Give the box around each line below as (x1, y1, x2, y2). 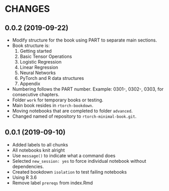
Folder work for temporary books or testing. (12, 97, 103, 103)
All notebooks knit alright (12, 147, 65, 153)
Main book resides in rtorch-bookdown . (12, 102, 93, 108)
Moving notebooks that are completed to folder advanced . (12, 108, 133, 114)
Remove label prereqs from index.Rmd (12, 180, 93, 186)
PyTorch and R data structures (19, 75, 84, 81)
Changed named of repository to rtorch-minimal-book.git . (12, 113, 137, 119)
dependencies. (12, 163, 44, 169)
